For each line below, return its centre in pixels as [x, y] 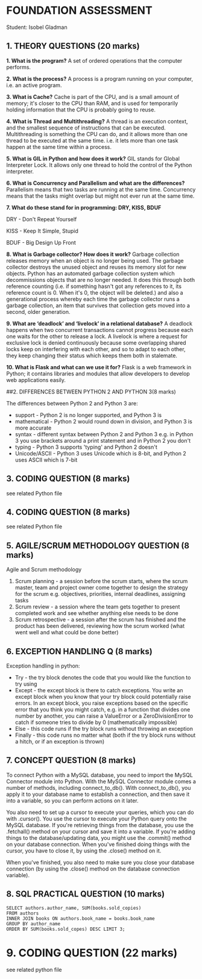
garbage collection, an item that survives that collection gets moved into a [98, 305]
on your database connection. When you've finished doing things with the [98, 844]
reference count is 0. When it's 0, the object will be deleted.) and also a [95, 292]
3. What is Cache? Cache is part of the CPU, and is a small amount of [93, 96]
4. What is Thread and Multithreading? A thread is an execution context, [97, 121]
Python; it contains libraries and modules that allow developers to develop [98, 374]
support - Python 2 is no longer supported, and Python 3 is [88, 415]
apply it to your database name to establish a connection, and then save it [98, 794]
